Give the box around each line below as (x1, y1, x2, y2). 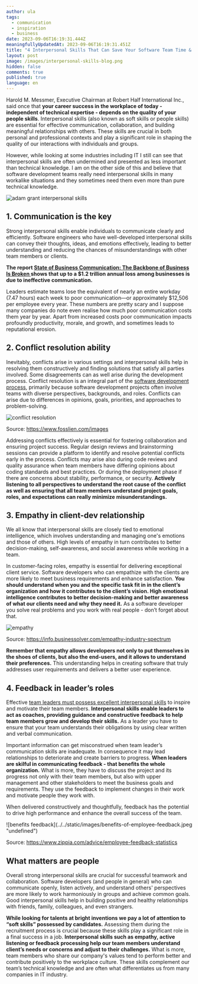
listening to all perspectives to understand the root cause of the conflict (6, 480, 186, 488)
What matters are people (6, 856, 99, 866)
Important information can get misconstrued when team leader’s (6, 742, 163, 749)
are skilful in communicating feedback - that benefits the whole (6, 761, 165, 768)
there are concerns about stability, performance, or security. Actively (6, 474, 176, 482)
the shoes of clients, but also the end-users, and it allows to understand (6, 654, 186, 661)
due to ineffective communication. (6, 276, 93, 284)
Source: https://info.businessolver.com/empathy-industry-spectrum (6, 636, 171, 643)
